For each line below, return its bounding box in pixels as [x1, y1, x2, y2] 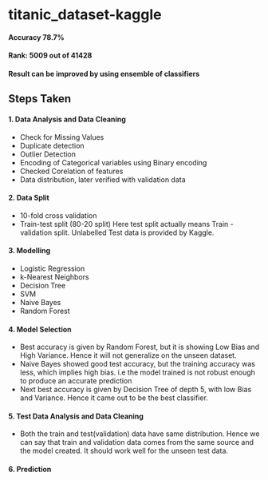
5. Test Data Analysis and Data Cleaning [8, 411, 144, 421]
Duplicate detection [19, 141, 85, 150]
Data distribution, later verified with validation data [19, 174, 186, 184]
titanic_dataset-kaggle [8, 6, 162, 24]
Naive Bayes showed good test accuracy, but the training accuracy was [19, 359, 255, 369]
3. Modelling [8, 246, 51, 256]
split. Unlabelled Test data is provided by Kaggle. [53, 228, 215, 237]
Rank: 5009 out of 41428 [8, 50, 93, 61]
